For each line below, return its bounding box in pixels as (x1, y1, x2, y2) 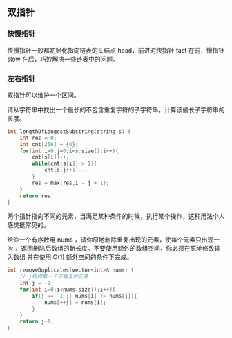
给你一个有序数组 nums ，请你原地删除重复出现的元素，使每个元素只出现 (7, 235, 214, 244)
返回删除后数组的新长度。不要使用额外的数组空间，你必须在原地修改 (20, 244, 215, 253)
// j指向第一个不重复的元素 (19, 273, 89, 281)
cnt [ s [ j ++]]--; (43, 167, 88, 174)
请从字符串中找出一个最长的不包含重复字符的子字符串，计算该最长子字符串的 (7, 105, 225, 114)
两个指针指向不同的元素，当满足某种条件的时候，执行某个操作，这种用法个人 (7, 212, 225, 220)
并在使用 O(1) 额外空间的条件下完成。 (26, 253, 133, 261)
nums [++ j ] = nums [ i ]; (43, 299, 107, 306)
